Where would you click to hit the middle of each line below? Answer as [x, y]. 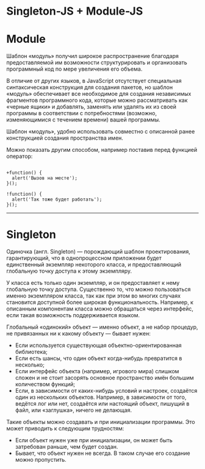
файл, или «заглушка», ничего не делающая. [74, 410]
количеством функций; [45, 384]
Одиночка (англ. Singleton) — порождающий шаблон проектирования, [98, 252]
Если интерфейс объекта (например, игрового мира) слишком [97, 371]
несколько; [30, 365]
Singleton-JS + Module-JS [75, 11]
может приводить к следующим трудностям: [65, 429]
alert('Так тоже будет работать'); [57, 199]
